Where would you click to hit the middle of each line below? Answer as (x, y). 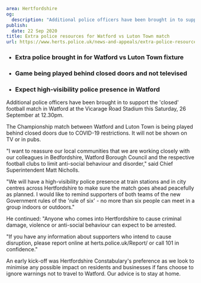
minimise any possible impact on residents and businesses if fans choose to (100, 267)
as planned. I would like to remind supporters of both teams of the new (93, 194)
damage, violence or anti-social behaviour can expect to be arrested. (91, 225)
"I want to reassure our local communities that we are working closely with (98, 151)
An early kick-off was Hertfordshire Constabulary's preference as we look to (100, 261)
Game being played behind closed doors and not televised (101, 73)
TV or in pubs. (24, 139)
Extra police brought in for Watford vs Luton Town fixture (99, 57)
